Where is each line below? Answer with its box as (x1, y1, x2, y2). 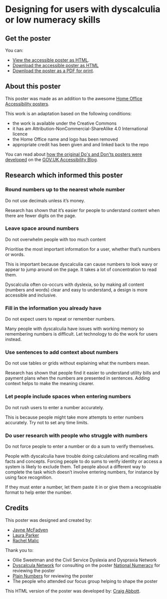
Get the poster (5, 34, 51, 43)
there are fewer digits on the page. (5, 212, 76, 218)
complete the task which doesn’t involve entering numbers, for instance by (5, 469, 159, 475)
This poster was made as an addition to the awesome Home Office (5, 95, 142, 101)
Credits (5, 504, 29, 512)
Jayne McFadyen (12, 527, 48, 533)
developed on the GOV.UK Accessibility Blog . (5, 156, 98, 162)
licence (12, 131, 28, 137)
